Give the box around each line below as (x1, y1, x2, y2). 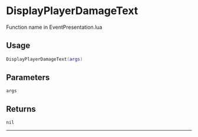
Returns (6, 104, 37, 114)
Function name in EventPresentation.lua (6, 24, 103, 31)
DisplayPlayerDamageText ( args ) (6, 56, 83, 62)
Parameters (6, 72, 50, 83)
